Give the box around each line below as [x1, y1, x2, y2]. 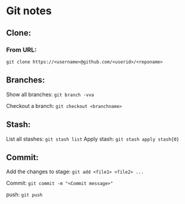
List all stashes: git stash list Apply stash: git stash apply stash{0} [6, 135, 180, 142]
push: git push [6, 191, 43, 198]
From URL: [6, 46, 37, 54]
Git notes [6, 4, 52, 18]
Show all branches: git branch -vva [6, 91, 94, 98]
